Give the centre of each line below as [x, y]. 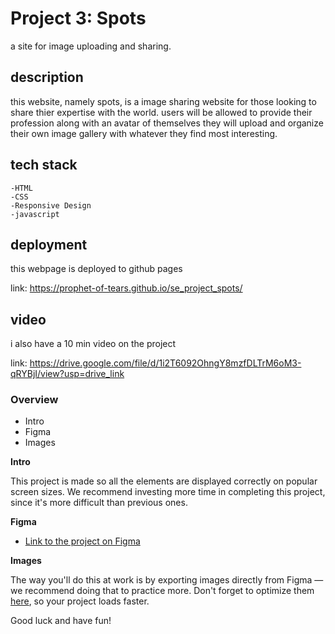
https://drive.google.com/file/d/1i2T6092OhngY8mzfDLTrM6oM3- [165, 363]
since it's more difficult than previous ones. [99, 503]
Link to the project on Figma [82, 541]
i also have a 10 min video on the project [93, 344]
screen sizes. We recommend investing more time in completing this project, [168, 492]
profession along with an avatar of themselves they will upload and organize [167, 123]
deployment [49, 244]
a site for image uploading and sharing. [91, 46]
